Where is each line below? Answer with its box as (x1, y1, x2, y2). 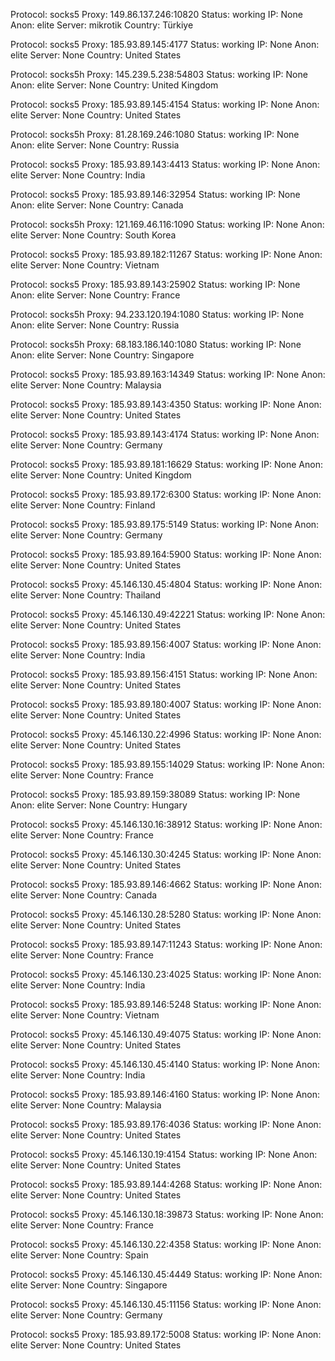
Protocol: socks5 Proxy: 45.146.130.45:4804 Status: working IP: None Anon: (10, 579, 323, 590)
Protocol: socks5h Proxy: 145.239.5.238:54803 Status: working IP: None (10, 69, 308, 80)
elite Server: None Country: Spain (10, 1249, 149, 1261)
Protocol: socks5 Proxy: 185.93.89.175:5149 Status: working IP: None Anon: (10, 519, 320, 530)
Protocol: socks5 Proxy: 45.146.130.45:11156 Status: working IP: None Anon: (10, 1299, 322, 1310)
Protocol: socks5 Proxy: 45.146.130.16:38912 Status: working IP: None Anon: (10, 819, 323, 830)
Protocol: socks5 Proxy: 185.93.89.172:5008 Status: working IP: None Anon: (10, 1329, 322, 1340)
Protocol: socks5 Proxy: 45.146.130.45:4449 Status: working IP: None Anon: (10, 1269, 323, 1280)
